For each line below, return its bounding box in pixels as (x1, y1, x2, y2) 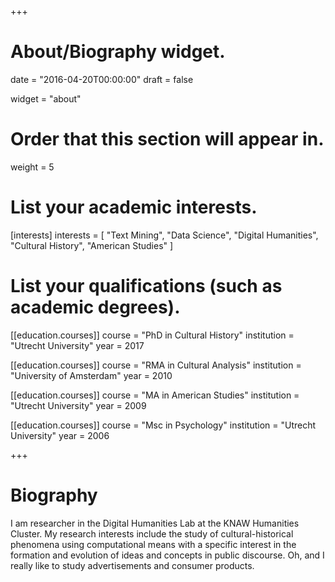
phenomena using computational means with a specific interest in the (10, 538, 297, 550)
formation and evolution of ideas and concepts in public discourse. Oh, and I (10, 549, 325, 561)
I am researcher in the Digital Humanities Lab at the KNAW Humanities (10, 517, 300, 529)
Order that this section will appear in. (10, 128, 325, 151)
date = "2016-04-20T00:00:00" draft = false (10, 73, 194, 85)
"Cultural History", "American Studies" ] (10, 239, 174, 251)
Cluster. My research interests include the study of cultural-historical (10, 527, 294, 540)
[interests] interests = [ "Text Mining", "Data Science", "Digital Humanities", (10, 229, 319, 241)
